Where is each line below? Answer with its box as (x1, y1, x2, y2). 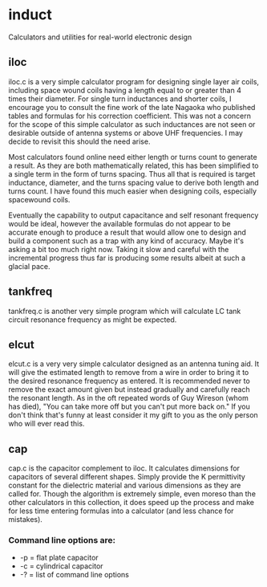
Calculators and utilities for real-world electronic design (8, 32, 192, 42)
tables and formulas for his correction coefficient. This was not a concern (8, 111, 251, 120)
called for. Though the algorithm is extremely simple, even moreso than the (8, 489, 257, 499)
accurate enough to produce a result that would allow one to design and (8, 227, 246, 237)
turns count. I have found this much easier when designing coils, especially (8, 186, 257, 196)
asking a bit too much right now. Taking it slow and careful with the (8, 244, 229, 254)
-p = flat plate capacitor (19, 552, 99, 563)
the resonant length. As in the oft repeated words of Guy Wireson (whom (8, 393, 249, 403)
